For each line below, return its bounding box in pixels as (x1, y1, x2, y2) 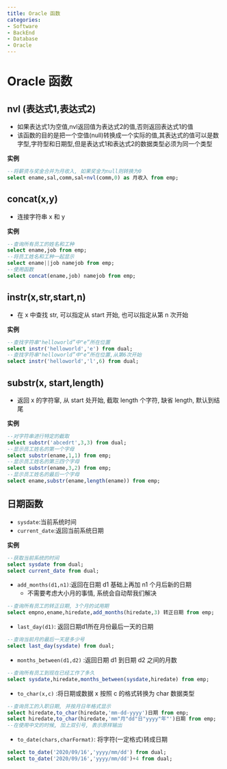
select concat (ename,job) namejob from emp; (7, 272, 136, 279)
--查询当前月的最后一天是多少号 (7, 636, 85, 643)
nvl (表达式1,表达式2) (7, 103, 96, 115)
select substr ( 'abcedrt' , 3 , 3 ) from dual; (7, 439, 127, 446)
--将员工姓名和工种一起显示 (7, 253, 75, 261)
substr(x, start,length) (7, 377, 105, 388)
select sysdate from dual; (7, 560, 84, 568)
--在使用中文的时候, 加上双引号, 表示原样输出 (7, 722, 122, 729)
